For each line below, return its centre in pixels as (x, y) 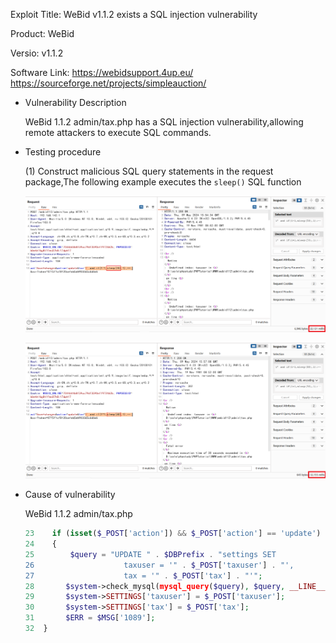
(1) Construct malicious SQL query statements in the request (149, 171)
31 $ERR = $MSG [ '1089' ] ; (90, 618)
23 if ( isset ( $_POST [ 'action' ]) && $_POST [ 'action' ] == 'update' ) (173, 534)
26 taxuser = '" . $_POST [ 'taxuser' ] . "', (159, 565)
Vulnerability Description (75, 102)
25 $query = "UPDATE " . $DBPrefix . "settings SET (150, 554)
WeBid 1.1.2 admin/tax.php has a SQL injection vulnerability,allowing (164, 122)
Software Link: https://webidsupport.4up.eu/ (102, 72)
